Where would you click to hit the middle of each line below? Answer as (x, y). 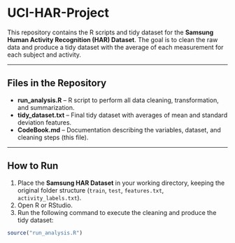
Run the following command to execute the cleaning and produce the (117, 212)
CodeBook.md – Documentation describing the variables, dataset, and (119, 130)
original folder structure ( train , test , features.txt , (91, 190)
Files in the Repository (57, 83)
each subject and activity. (44, 55)
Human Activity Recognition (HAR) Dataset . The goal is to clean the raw (113, 39)
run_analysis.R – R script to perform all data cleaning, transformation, (118, 100)
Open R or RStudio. (45, 205)
